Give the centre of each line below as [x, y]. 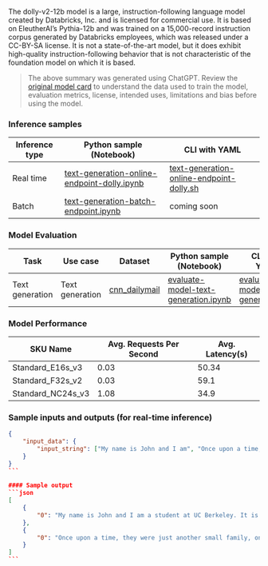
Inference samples [45, 124]
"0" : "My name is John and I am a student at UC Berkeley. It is [148, 515]
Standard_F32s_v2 [47, 381]
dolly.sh [184, 189]
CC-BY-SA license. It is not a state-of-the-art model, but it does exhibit [125, 46]
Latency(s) [227, 353]
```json [21, 493]
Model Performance [48, 323]
